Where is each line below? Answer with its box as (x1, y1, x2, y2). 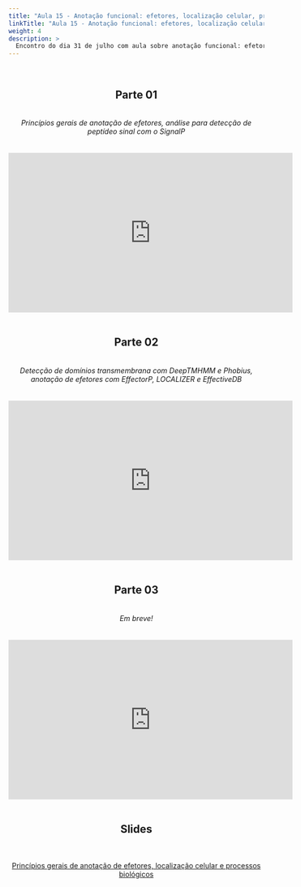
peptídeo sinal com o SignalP (87, 126, 186, 136)
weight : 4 (8, 27, 42, 35)
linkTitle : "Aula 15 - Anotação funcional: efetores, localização (8, 19, 238, 28)
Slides (120, 822, 153, 836)
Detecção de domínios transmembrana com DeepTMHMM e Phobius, (19, 366, 253, 375)
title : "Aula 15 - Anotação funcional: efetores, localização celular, (8, 11, 256, 20)
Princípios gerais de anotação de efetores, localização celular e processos (11, 861, 261, 871)
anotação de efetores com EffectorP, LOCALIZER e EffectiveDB (30, 374, 243, 384)
